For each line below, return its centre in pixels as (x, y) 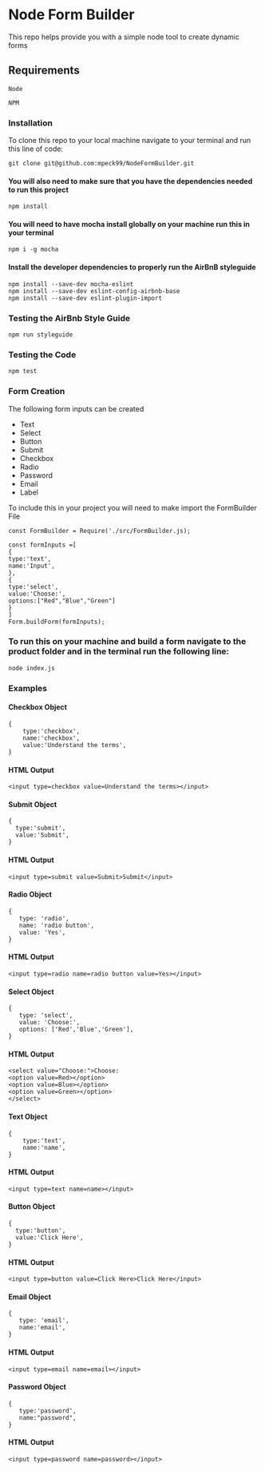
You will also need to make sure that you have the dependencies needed (131, 181)
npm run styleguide (41, 334)
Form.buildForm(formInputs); (57, 622)
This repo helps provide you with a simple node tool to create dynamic (124, 37)
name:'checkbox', (51, 738)
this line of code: (36, 149)
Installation (31, 123)
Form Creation (37, 392)
